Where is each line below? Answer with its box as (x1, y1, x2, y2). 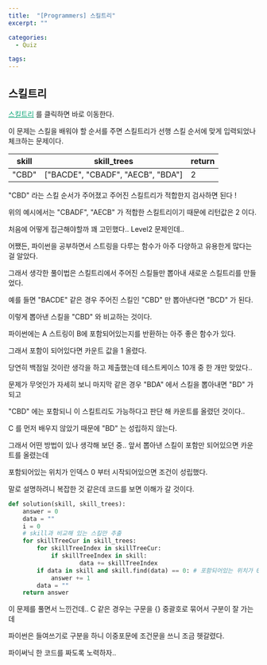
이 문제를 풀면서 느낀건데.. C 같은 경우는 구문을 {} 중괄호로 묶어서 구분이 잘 (8, 604, 239, 614)
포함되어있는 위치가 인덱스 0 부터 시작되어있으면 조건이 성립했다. (8, 467, 208, 476)
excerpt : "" (8, 19, 48, 27)
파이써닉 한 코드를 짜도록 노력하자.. (8, 648, 117, 658)
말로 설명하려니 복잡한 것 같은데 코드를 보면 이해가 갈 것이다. (8, 483, 195, 494)
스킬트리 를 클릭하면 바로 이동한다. (8, 109, 114, 119)
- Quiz (15, 41, 37, 49)
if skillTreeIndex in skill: (50, 552, 148, 560)
